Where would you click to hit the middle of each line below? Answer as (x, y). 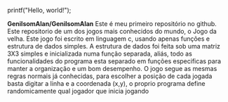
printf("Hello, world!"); (39, 10)
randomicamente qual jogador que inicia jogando (78, 91)
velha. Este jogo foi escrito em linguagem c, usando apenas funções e (109, 39)
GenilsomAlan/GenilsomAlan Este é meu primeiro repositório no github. (112, 24)
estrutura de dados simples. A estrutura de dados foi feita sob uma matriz (114, 46)
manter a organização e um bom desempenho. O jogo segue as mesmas (112, 69)
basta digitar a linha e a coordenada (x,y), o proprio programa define (106, 83)
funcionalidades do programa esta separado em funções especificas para (114, 61)
